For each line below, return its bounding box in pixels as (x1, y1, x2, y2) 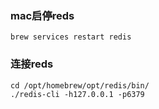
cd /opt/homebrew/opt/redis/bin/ (10, 80, 150, 91)
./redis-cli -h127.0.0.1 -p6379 (10, 89, 145, 99)
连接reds (10, 57, 54, 71)
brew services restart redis (10, 32, 132, 42)
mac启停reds (10, 8, 75, 22)
